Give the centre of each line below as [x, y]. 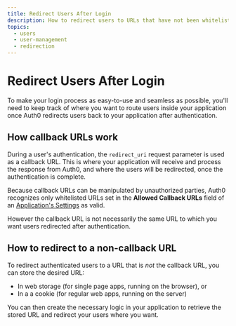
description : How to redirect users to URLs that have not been [103, 20]
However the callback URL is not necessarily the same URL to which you [112, 219]
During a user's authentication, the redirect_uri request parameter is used [116, 154]
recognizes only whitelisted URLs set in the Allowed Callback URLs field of [116, 198]
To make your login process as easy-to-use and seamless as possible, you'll [118, 100]
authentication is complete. [47, 177]
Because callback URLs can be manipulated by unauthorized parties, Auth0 [117, 190]
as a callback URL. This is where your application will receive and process [114, 161]
